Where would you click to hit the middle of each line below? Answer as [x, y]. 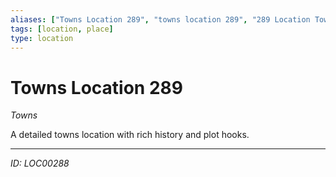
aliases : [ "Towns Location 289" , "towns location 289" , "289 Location [160, 19]
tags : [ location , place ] [62, 29]
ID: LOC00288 [40, 163]
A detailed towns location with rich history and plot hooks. [130, 135]
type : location [42, 38]
